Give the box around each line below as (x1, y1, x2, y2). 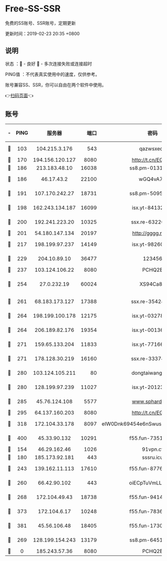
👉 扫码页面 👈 (5, 92, 34, 98)
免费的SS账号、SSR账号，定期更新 (5, 20, 76, 26)
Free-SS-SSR (5, 3, 61, 14)
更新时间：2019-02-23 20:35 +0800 (5, 30, 80, 36)
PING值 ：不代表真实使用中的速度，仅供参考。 (5, 71, 100, 77)
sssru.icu (142, 454, 164, 461)
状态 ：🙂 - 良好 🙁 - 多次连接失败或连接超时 (5, 61, 92, 67)
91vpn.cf (142, 446, 164, 453)
